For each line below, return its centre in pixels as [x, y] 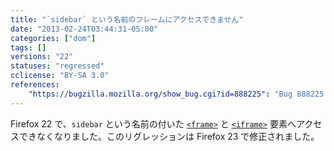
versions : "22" [42, 57]
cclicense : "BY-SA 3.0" [60, 76]
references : [35, 85]
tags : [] [28, 47]
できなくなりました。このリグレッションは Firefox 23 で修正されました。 [169, 136]
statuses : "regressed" [57, 66]
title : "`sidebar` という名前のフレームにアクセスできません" [127, 19]
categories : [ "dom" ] [53, 38]
